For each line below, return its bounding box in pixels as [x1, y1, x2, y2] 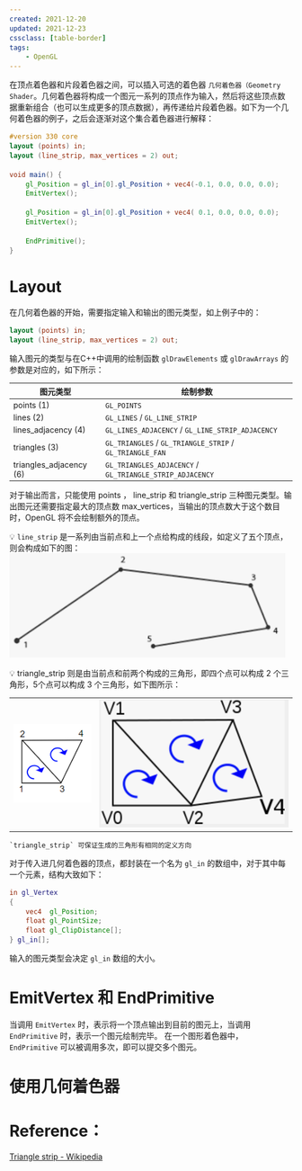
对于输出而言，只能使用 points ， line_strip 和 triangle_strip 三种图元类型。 [9, 490, 285, 501]
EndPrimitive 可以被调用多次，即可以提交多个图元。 [9, 1041, 202, 1052]
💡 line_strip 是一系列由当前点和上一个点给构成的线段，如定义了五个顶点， [9, 532, 289, 542]
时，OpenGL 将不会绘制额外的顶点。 [9, 513, 146, 523]
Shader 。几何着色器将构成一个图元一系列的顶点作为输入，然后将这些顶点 [9, 91, 278, 102]
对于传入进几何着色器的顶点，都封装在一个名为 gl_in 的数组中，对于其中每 [9, 857, 286, 868]
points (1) [13, 399, 50, 410]
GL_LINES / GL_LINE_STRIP [104, 412, 198, 423]
